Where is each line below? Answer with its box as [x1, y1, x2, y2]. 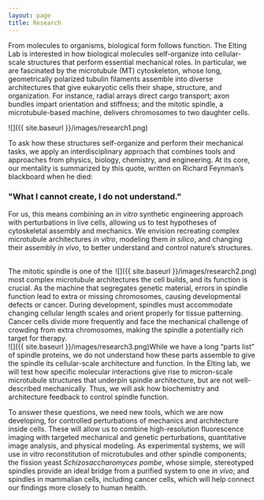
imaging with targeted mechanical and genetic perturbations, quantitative [8, 432, 247, 442]
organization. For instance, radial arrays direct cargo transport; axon [8, 91, 230, 100]
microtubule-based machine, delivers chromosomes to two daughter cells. [8, 107, 251, 117]
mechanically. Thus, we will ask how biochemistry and [43, 383, 219, 393]
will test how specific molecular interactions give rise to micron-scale [8, 367, 233, 376]
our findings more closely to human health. [8, 483, 147, 492]
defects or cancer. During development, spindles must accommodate [8, 300, 233, 309]
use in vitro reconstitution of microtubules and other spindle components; [8, 449, 247, 458]
